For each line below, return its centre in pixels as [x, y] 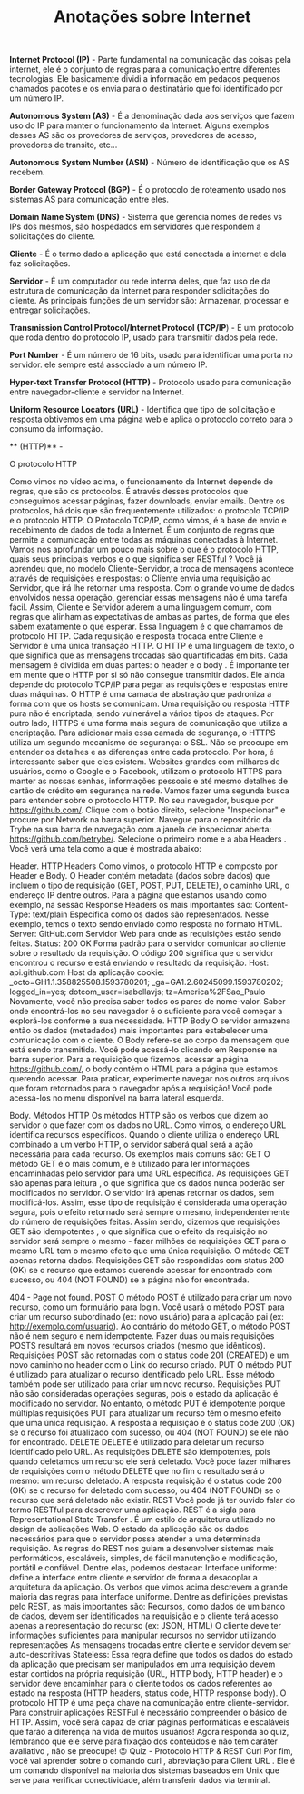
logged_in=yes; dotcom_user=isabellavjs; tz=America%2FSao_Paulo [137, 992]
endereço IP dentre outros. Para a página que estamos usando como [138, 895]
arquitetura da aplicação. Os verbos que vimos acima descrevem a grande [149, 1587]
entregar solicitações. [50, 310]
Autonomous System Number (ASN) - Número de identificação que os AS [150, 162]
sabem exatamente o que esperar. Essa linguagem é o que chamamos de [147, 626]
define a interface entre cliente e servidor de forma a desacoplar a [134, 1577]
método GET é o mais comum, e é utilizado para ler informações [129, 1163]
